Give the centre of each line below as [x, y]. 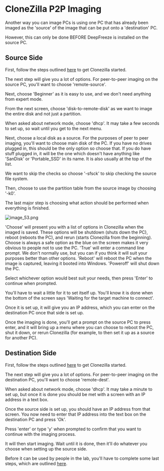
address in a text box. [27, 400]
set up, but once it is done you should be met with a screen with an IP [75, 394]
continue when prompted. [31, 283]
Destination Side [31, 353]
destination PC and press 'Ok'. [35, 419]
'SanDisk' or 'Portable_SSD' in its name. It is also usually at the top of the [78, 159]
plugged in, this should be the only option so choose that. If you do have [78, 148]
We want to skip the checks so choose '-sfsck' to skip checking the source [81, 173]
